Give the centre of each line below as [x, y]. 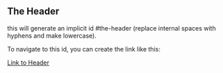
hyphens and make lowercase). [52, 35]
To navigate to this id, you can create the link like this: [84, 49]
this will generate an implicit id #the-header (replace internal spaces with [112, 28]
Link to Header [28, 63]
